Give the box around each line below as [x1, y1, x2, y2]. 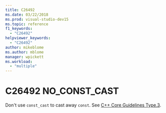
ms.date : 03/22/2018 [5, 12, 49, 17]
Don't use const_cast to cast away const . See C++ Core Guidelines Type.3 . [5, 102, 161, 108]
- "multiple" [10, 64, 37, 69]
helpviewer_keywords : [5, 36, 51, 41]
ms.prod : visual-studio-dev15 [5, 17, 69, 22]
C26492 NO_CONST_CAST [5, 85, 120, 97]
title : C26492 [5, 7, 35, 13]
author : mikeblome [5, 45, 44, 50]
